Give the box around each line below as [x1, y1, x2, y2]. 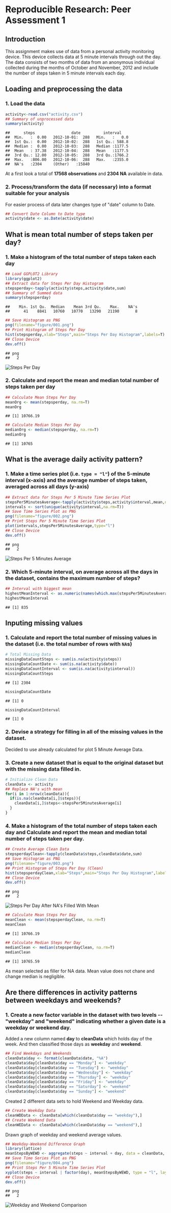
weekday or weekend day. [5, 1024, 71, 1031]
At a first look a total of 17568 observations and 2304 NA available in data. [5, 171, 163, 177]
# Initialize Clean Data [5, 777, 58, 782]
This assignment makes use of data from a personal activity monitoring [5, 49, 154, 54]
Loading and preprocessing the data [5, 85, 123, 93]
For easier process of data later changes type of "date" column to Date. [5, 201, 155, 207]
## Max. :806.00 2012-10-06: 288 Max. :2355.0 [5, 157, 129, 162]
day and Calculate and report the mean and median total [5, 828, 147, 836]
